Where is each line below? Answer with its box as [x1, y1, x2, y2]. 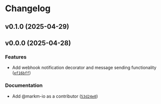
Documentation [5, 82, 43, 89]
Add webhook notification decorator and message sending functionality [12, 64, 157, 71]
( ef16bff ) [12, 70, 31, 76]
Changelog [5, 3, 51, 14]
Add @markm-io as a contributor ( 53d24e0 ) [12, 93, 99, 99]
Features [5, 53, 27, 60]
